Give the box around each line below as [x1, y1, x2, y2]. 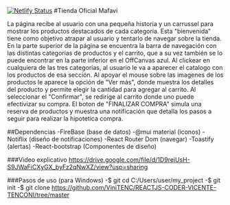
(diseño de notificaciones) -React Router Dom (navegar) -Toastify [28, 135, 214, 143]
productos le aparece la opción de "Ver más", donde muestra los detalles [7, 78, 214, 86]
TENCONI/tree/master [7, 191, 70, 199]
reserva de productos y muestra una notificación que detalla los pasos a [7, 107, 212, 115]
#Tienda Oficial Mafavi [54, 7, 118, 14]
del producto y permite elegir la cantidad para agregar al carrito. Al [7, 86, 196, 93]
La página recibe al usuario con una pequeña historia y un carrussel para [7, 20, 214, 27]
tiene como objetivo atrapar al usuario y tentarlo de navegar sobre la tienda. [7, 34, 222, 43]
